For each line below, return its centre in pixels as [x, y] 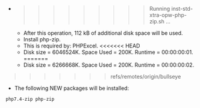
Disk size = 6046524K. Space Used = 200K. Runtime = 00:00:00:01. [108, 52]
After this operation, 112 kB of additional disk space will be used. [103, 33]
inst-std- [182, 9]
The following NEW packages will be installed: [72, 88]
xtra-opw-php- [168, 15]
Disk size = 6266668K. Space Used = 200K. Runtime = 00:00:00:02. [109, 65]
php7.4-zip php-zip [30, 99]
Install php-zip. [42, 39]
